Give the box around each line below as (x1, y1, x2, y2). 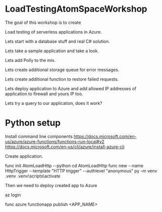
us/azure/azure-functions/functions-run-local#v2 (5, 138, 105, 144)
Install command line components (5, 133, 73, 139)
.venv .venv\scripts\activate (5, 173, 61, 179)
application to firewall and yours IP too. (5, 91, 84, 96)
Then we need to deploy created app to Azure (5, 182, 97, 188)
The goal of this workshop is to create (5, 19, 81, 25)
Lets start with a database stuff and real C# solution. (5, 38, 110, 44)
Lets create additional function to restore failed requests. (5, 76, 119, 82)
